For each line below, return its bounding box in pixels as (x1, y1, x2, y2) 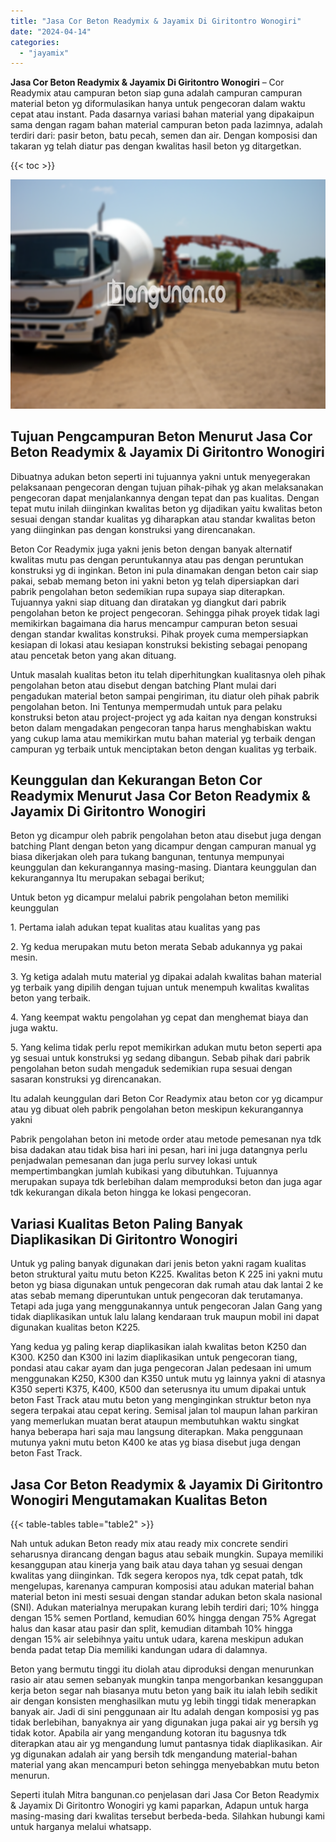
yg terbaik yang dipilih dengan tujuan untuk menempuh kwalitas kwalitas (10, 981, 310, 994)
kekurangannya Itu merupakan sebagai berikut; (10, 872, 205, 884)
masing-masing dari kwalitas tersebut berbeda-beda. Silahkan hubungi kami (10, 1810, 325, 1822)
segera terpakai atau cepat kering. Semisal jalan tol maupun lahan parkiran (10, 1405, 318, 1417)
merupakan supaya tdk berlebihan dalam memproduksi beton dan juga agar (10, 1176, 323, 1188)
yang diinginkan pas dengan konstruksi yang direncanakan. (10, 523, 256, 535)
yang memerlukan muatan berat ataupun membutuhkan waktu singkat (10, 1415, 300, 1427)
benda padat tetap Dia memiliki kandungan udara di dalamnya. (10, 1644, 268, 1656)
